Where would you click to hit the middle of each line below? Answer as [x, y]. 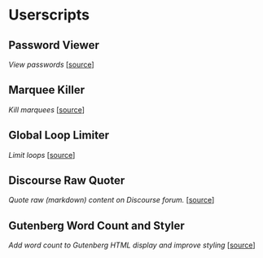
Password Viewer [54, 45]
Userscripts [49, 15]
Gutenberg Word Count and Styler [96, 225]
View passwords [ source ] [52, 64]
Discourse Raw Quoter [67, 181]
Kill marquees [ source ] [47, 109]
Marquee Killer [47, 90]
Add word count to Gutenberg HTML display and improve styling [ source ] [132, 245]
